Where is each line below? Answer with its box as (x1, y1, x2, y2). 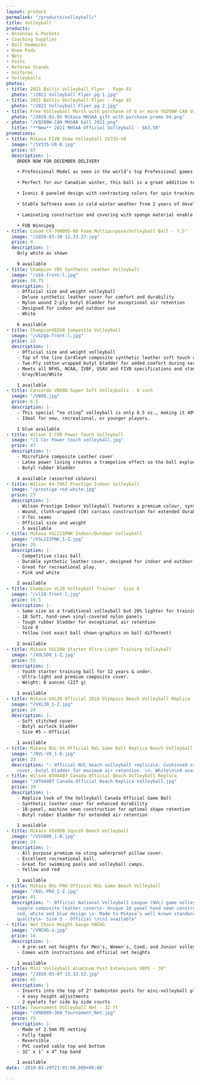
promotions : (6, 130, 36, 137)
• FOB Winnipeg (17, 223, 55, 229)
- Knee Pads (6, 48, 36, 54)
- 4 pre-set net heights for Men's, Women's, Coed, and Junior (17, 944, 177, 950)
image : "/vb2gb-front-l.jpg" (11, 333, 84, 339)
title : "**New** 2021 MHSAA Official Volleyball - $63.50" (11, 125, 161, 131)
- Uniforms (6, 70, 33, 76)
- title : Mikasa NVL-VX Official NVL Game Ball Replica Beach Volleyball (6, 745, 193, 751)
